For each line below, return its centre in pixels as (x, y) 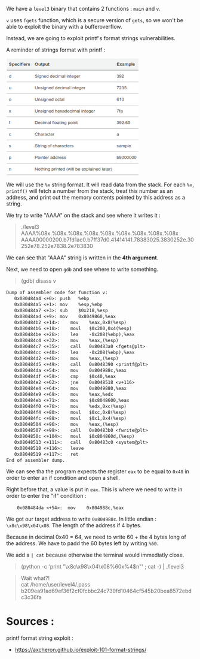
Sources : (30, 622)
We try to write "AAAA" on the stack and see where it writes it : (84, 215)
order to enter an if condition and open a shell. (63, 478)
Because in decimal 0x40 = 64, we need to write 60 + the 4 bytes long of (96, 537)
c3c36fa (31, 597)
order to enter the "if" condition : (46, 496)
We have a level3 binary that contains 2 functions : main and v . (83, 9)
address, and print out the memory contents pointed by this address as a (96, 197)
